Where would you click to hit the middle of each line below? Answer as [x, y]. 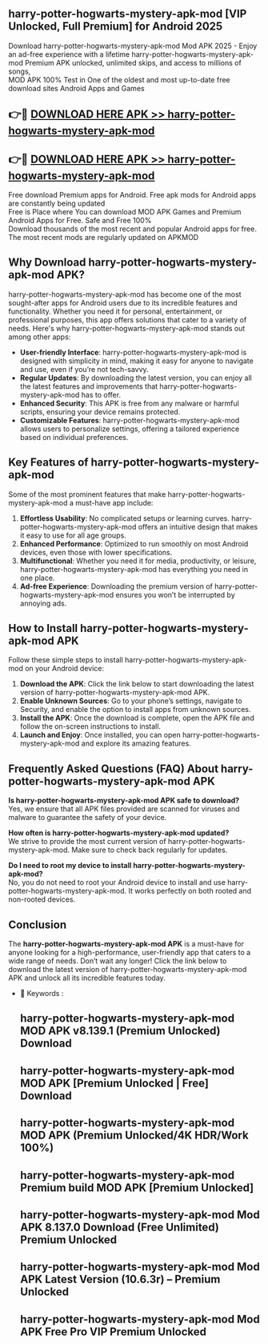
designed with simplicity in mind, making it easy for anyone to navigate [136, 361]
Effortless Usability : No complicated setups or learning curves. [125, 518]
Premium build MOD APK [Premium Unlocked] [137, 1188]
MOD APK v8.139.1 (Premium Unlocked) [120, 1031]
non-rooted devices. [42, 899]
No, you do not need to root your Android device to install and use [117, 882]
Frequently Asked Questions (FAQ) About [113, 768]
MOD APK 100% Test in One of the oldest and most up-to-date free [119, 79]
